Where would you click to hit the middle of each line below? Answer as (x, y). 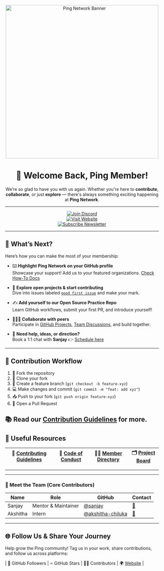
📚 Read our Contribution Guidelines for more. (76, 419)
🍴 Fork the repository (33, 373)
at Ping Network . (82, 199)
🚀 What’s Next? (29, 244)
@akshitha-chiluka (106, 514)
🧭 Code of (71, 453)
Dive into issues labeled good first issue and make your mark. (76, 293)
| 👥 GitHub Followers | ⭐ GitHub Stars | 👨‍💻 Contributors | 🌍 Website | (74, 563)
